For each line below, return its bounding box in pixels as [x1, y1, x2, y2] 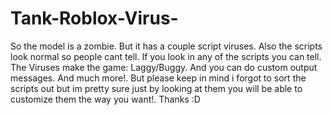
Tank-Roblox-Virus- [10, 7, 179, 30]
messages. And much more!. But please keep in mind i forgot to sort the [10, 72, 307, 84]
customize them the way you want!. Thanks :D [10, 93, 201, 105]
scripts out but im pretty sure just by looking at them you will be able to [10, 82, 303, 94]
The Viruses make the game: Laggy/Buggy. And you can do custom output [10, 61, 318, 73]
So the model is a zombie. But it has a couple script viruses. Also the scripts [10, 40, 323, 52]
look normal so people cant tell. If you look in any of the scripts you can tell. [10, 50, 322, 62]
